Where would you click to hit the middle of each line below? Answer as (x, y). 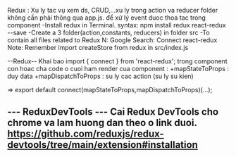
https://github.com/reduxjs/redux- (86, 134)
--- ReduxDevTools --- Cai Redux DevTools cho (113, 112)
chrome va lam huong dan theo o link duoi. (102, 123)
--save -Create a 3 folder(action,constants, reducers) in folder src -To (108, 32)
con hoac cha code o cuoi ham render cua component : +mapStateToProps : (118, 69)
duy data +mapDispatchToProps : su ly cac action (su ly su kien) (100, 76)
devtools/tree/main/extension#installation (103, 145)
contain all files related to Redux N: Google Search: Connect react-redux (112, 40)
